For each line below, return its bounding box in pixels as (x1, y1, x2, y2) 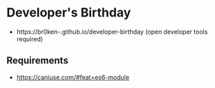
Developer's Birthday (6, 5, 131, 21)
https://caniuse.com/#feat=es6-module (16, 73, 129, 81)
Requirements (6, 55, 68, 67)
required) (16, 34, 44, 43)
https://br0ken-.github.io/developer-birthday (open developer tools (16, 27, 208, 36)
